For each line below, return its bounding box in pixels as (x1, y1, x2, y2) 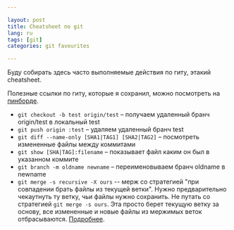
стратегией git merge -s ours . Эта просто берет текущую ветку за (17, 200, 220, 208)
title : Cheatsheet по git (7, 23, 83, 30)
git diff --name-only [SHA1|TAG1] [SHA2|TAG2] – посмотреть (17, 133, 199, 141)
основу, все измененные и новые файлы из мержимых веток (17, 207, 202, 216)
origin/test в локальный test (17, 117, 100, 127)
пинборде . (7, 96, 39, 106)
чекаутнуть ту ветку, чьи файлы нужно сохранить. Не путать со (17, 193, 211, 201)
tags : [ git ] (7, 36, 42, 43)
